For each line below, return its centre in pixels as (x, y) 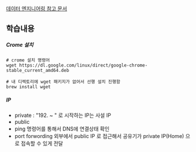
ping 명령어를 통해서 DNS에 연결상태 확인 (62, 129)
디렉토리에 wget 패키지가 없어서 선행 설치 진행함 (69, 82)
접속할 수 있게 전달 (42, 144)
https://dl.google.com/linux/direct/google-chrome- (83, 65)
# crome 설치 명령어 (28, 60)
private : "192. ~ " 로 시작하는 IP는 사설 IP (63, 115)
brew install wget (28, 87)
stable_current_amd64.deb (37, 71)
